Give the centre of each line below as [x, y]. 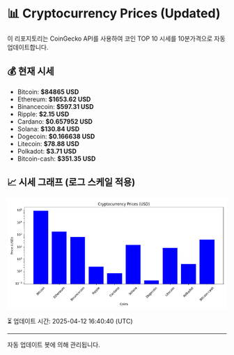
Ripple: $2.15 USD [43, 114]
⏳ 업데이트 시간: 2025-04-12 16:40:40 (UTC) [70, 321]
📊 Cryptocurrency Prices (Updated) [114, 14]
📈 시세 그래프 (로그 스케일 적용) [71, 182]
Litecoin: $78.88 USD [48, 143]
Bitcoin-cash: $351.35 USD [56, 159]
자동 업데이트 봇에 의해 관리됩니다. [54, 345]
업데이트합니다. [28, 47]
